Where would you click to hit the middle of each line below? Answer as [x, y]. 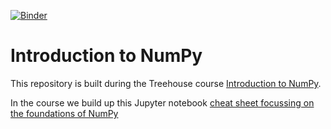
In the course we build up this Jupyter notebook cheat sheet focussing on [162, 102]
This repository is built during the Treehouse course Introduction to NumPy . [166, 83]
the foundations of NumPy [64, 113]
